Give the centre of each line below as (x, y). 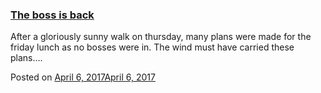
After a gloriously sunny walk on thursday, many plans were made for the (161, 37)
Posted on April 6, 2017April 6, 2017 (83, 77)
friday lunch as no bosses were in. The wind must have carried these (152, 47)
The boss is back (52, 15)
